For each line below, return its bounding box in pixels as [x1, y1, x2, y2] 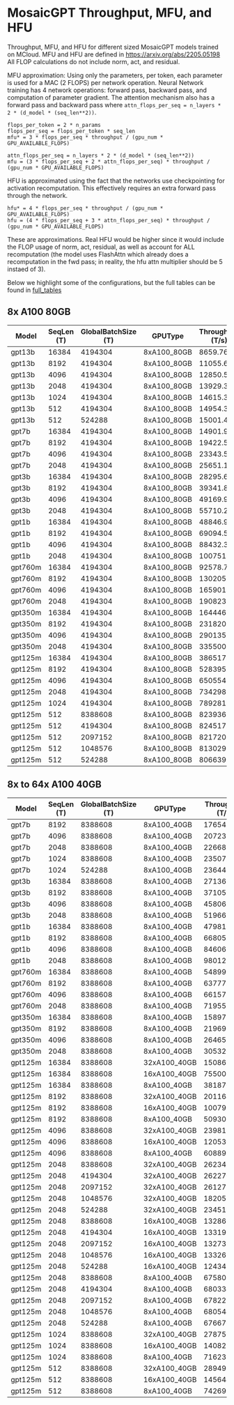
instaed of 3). [7, 265, 46, 273]
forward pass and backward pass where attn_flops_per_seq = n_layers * [7, 100, 221, 109]
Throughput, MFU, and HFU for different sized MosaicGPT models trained [7, 43, 219, 51]
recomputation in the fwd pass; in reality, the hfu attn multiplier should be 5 [7, 257, 223, 266]
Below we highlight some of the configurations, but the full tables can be [7, 278, 216, 286]
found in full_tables [7, 286, 62, 294]
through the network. [7, 191, 68, 199]
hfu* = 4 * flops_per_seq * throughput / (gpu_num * [7, 204, 164, 212]
